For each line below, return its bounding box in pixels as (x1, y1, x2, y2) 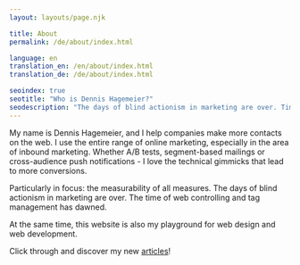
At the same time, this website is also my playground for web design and (9, 219, 276, 229)
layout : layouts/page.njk (9, 12, 105, 22)
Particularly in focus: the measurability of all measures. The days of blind (9, 182, 278, 193)
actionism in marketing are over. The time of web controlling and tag (9, 192, 261, 203)
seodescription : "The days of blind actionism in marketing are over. (9, 103, 278, 112)
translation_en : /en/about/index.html (9, 62, 154, 71)
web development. (9, 228, 78, 239)
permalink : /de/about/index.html (9, 37, 134, 46)
